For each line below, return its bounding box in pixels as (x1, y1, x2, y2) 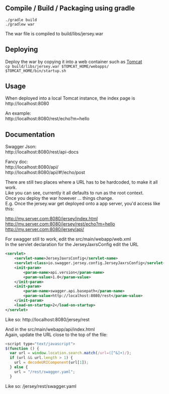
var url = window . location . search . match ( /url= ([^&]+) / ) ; (10, 351, 132, 356)
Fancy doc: (5, 159, 29, 165)
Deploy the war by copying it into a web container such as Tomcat (5, 58, 142, 64)
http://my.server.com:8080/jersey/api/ (5, 226, 84, 232)
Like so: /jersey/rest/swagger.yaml (5, 383, 76, 389)
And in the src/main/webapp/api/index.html (5, 326, 95, 332)
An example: (5, 110, 31, 116)
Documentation (5, 130, 55, 139)
